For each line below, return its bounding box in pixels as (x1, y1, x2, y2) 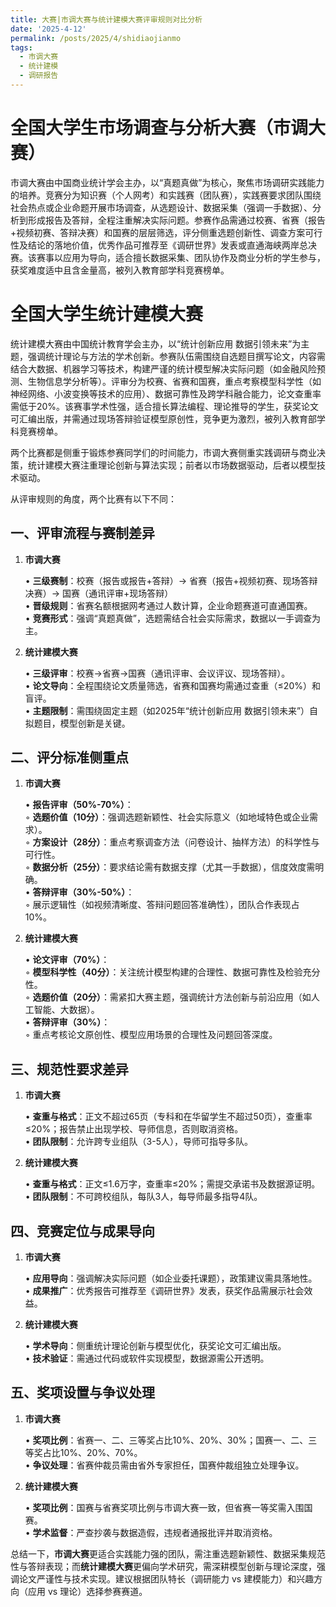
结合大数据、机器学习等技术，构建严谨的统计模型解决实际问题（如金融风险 (10, 362, 317, 375)
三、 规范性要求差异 (10, 1061, 129, 1078)
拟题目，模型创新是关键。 (24, 717, 131, 729)
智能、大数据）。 (33, 1004, 100, 1016)
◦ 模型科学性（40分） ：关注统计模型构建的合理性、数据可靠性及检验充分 (24, 966, 321, 978)
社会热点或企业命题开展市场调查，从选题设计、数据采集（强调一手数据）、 (10, 201, 313, 213)
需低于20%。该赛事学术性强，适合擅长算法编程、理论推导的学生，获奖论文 (10, 400, 320, 412)
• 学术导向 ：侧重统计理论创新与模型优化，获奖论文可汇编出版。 (24, 1340, 287, 1351)
